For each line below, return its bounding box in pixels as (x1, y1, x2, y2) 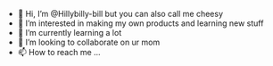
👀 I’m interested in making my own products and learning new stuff (17, 18, 264, 29)
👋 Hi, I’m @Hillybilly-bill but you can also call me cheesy (17, 9, 224, 19)
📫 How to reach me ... (17, 47, 101, 57)
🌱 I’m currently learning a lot (17, 28, 122, 37)
